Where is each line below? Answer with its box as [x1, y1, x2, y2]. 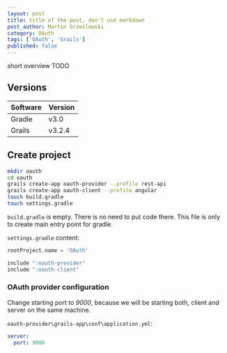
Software [10, 102, 42, 112]
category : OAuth [7, 29, 54, 37]
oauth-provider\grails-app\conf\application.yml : [7, 319, 153, 327]
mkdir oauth [7, 168, 42, 175]
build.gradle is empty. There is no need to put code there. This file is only [7, 212, 221, 221]
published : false [7, 42, 58, 49]
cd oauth [7, 174, 33, 181]
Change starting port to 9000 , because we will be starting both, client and [7, 298, 219, 306]
